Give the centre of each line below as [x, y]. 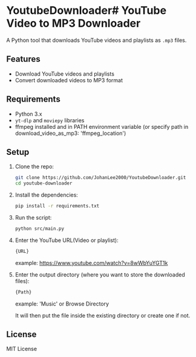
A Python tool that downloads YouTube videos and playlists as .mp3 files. [96, 40]
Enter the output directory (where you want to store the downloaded [100, 274]
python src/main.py [40, 229]
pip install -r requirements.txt [57, 206]
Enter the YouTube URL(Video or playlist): [67, 240]
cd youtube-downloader [44, 183]
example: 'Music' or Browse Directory [62, 304]
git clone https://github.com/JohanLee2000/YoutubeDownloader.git [100, 178]
